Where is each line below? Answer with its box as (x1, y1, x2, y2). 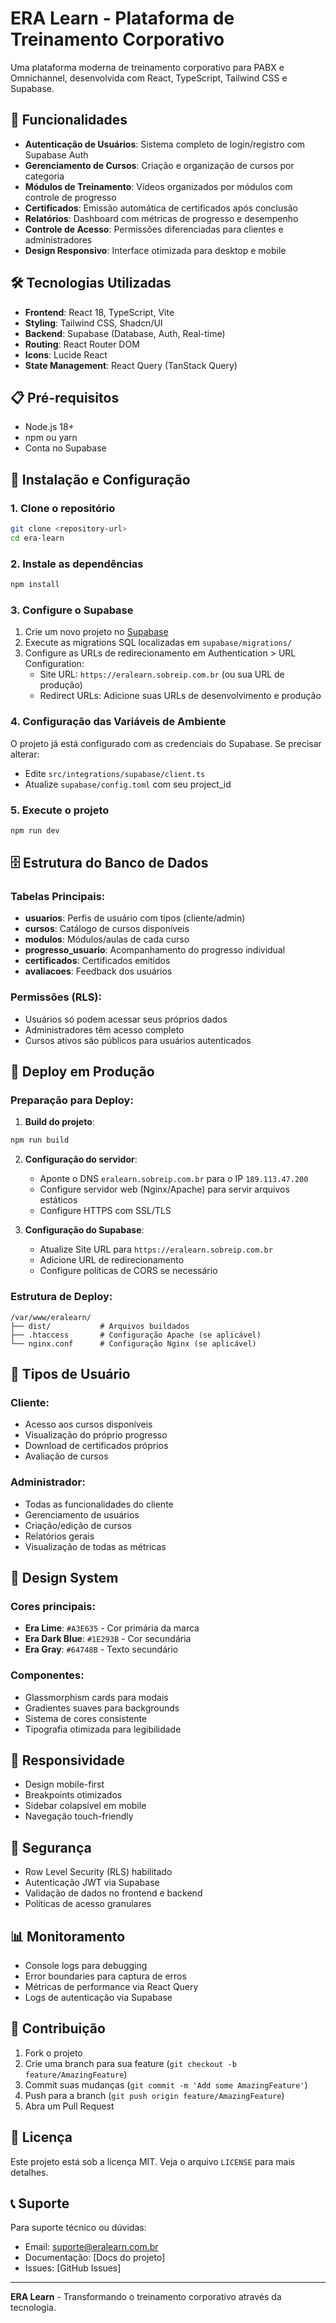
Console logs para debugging (24, 1960, 148, 1971)
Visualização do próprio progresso (24, 1429, 168, 1441)
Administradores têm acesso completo (24, 1023, 185, 1036)
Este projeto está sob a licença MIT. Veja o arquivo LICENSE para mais (10, 2155, 296, 2167)
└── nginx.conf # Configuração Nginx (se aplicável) (10, 1338, 257, 1349)
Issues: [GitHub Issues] (24, 2262, 122, 2274)
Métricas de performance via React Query (24, 1981, 199, 1992)
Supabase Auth (24, 148, 89, 161)
